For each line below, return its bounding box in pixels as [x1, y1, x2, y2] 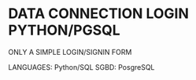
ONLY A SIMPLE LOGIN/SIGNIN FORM [8, 47, 132, 56]
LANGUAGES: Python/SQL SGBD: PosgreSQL [8, 62, 155, 71]
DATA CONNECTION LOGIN [8, 5, 189, 23]
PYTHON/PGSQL [8, 21, 120, 39]
